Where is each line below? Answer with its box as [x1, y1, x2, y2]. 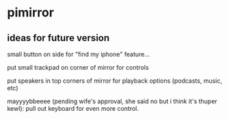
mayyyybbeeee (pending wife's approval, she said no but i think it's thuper [7, 97, 217, 105]
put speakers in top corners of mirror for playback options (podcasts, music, [7, 77, 223, 85]
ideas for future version [7, 32, 110, 44]
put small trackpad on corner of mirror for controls [7, 64, 149, 71]
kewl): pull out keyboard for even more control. [7, 105, 139, 112]
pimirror [7, 5, 55, 21]
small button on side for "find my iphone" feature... [7, 50, 150, 58]
